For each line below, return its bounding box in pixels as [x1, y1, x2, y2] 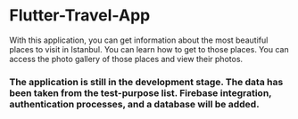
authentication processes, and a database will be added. [9, 98, 261, 110]
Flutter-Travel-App [9, 5, 151, 26]
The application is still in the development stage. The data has [9, 75, 284, 88]
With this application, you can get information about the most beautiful [9, 35, 269, 45]
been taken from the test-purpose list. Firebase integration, [9, 86, 272, 99]
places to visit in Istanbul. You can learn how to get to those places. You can [9, 44, 289, 54]
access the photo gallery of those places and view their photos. [9, 53, 244, 64]
